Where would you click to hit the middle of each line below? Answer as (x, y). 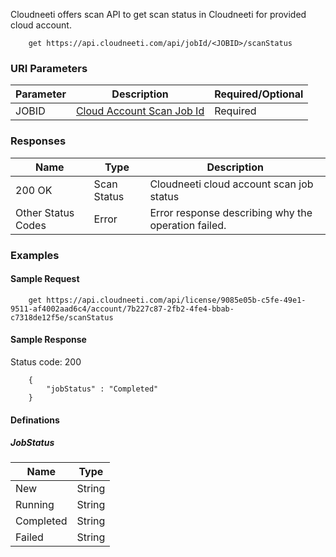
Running (35, 505)
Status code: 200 (46, 361)
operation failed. (188, 225)
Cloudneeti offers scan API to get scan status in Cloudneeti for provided (158, 14)
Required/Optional (259, 94)
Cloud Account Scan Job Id (140, 111)
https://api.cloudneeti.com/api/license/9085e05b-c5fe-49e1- (176, 300)
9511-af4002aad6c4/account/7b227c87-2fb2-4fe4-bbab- (122, 309)
